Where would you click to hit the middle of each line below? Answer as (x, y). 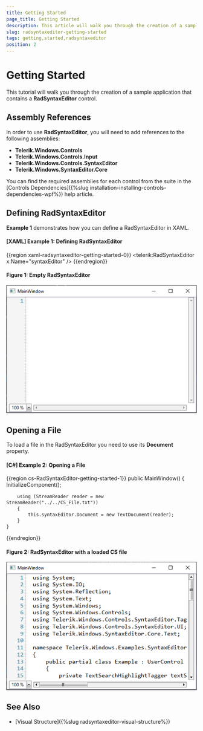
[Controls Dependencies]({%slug (47, 187)
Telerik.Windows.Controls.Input (56, 157)
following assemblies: (33, 138)
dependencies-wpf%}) (35, 194)
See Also (23, 707)
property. (18, 451)
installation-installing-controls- (128, 187)
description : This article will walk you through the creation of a (94, 25)
